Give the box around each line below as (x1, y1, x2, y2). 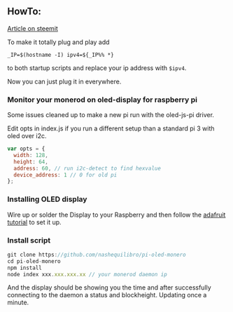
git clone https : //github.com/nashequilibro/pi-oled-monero (7, 251, 187, 258)
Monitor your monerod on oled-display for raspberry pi (7, 95, 198, 104)
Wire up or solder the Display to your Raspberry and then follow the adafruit (7, 210, 226, 219)
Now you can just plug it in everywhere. (7, 77, 122, 86)
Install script (7, 235, 51, 245)
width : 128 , (13, 151, 49, 158)
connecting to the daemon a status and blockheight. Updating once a (7, 291, 207, 299)
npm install (7, 264, 42, 271)
